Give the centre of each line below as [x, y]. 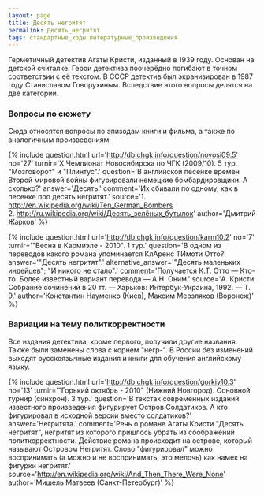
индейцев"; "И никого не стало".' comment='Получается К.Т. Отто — [123, 270]
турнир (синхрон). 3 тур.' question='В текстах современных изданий [124, 398]
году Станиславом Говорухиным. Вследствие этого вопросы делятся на [130, 85]
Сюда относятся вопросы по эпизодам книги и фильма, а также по [121, 131]
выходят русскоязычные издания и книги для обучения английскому [125, 358]
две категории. [33, 93]
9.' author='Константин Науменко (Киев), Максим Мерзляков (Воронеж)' [131, 296]
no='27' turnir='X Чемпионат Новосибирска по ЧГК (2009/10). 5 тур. [123, 163]
